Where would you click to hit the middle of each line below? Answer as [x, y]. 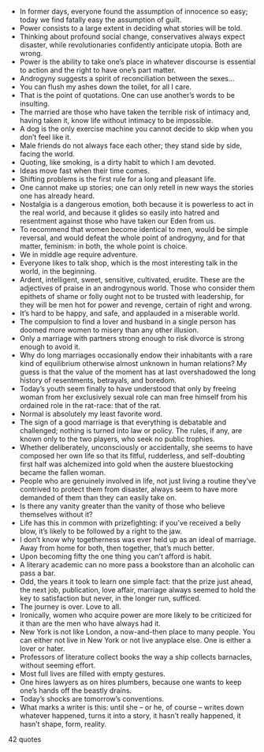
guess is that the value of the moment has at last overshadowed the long [138, 372]
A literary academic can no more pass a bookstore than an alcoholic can [137, 565]
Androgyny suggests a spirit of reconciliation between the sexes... [127, 79]
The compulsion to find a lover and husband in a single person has [128, 322]
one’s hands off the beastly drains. [76, 690]
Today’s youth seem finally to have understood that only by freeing [128, 389]
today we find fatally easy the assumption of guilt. [100, 20]
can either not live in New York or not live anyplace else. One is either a [135, 640]
